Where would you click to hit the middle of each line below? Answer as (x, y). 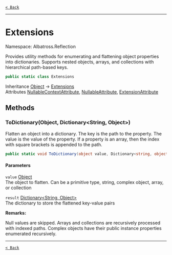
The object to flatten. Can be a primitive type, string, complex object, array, (84, 182)
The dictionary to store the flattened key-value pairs (60, 203)
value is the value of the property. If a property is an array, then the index (82, 139)
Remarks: (16, 213)
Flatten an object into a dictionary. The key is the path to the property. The (84, 133)
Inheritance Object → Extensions (40, 86)
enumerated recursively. (31, 234)
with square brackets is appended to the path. (54, 144)
